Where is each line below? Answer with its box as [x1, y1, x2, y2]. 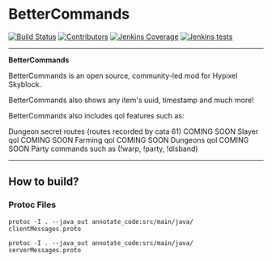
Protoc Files [8, 200, 57, 211]
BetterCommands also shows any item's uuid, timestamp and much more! [8, 95, 254, 105]
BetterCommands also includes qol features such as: [8, 110, 185, 120]
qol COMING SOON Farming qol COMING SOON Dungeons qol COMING [8, 135, 249, 144]
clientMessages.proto [8, 225, 82, 233]
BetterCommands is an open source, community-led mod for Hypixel [8, 71, 238, 80]
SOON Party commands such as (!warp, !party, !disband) [8, 144, 198, 153]
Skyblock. [8, 79, 42, 89]
